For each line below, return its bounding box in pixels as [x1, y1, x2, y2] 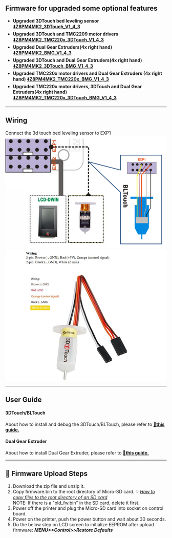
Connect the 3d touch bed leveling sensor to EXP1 [5, 130, 111, 136]
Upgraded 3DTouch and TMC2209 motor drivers [12, 31, 119, 37]
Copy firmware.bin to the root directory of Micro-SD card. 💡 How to [12, 488, 155, 494]
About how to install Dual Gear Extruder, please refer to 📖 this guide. [5, 449, 149, 456]
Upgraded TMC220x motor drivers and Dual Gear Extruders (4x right [12, 70, 162, 76]
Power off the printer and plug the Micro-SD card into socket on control [12, 505, 164, 511]
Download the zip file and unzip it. [12, 483, 85, 489]
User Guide [5, 396, 42, 404]
